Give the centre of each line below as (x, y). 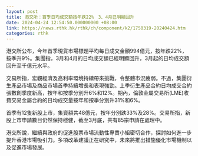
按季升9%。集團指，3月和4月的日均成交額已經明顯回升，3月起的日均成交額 (98, 58)
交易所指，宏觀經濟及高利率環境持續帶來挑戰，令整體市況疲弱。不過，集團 (96, 78)
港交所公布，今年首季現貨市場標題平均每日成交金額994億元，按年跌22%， (97, 51)
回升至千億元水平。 (29, 66)
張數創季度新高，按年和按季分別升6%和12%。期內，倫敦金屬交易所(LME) (95, 93)
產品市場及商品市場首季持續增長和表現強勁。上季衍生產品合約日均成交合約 (101, 85)
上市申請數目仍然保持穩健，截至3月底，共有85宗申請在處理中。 (88, 120)
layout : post (22, 11)
